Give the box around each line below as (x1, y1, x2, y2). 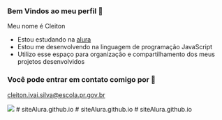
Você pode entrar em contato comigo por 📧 (7, 75, 156, 85)
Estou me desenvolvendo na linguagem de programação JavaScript (17, 43, 213, 51)
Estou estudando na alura (17, 35, 91, 44)
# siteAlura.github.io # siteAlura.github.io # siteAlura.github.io (15, 105, 192, 113)
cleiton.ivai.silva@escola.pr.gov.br (7, 90, 106, 99)
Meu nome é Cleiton (7, 22, 66, 31)
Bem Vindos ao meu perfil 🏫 (7, 6, 103, 16)
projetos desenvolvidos (17, 58, 85, 66)
